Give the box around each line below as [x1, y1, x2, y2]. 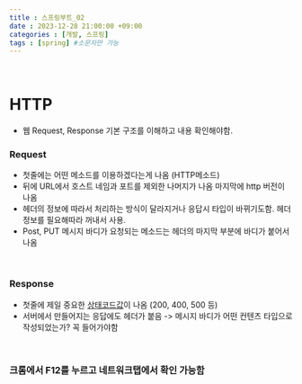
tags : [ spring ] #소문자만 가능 [9, 38, 120, 48]
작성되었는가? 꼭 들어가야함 [22, 321, 119, 333]
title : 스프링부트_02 [9, 13, 85, 22]
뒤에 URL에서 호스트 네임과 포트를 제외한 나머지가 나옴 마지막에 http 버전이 [22, 181, 286, 192]
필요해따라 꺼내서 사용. [46, 215, 127, 226]
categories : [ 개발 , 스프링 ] [9, 30, 110, 39]
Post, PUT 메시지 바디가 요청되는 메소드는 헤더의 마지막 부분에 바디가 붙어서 [22, 226, 290, 237]
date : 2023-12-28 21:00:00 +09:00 [9, 22, 143, 31]
